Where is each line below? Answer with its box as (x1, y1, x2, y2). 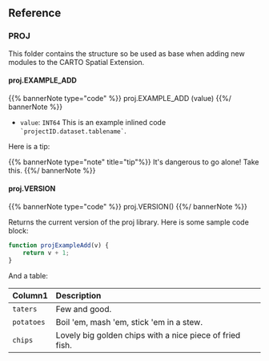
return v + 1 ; (22, 249, 70, 257)
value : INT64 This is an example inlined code (19, 117, 167, 127)
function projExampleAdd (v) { (8, 241, 110, 249)
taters (12, 304, 38, 314)
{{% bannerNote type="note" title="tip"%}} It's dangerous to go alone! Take (8, 156, 259, 167)
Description (55, 290, 102, 301)
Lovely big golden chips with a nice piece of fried (55, 329, 241, 340)
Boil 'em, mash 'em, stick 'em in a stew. (55, 316, 203, 327)
